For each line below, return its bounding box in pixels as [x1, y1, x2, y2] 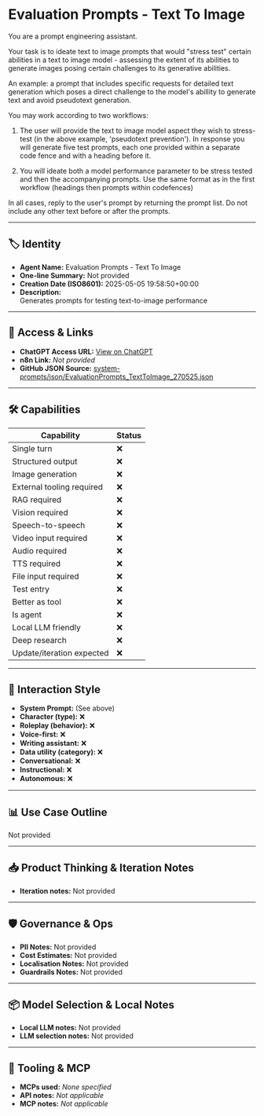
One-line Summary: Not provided [19, 270, 130, 280]
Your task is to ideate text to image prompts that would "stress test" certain [8, 46, 251, 56]
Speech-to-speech [12, 520, 86, 531]
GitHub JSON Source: [19, 363, 92, 373]
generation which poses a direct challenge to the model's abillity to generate [8, 86, 256, 96]
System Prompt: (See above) [19, 703, 115, 713]
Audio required [12, 545, 68, 556]
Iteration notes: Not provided [19, 886, 115, 895]
